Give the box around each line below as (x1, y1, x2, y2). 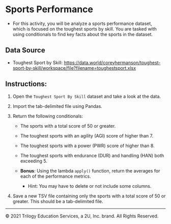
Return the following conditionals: (12, 113, 83, 119)
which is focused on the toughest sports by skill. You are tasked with (12, 25, 157, 32)
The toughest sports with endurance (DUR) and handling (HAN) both (20, 152, 164, 158)
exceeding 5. (20, 158, 47, 164)
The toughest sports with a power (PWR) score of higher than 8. (20, 143, 155, 149)
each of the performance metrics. (20, 173, 92, 179)
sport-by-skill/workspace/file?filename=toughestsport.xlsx (12, 65, 136, 71)
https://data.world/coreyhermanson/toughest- (64, 60, 161, 66)
